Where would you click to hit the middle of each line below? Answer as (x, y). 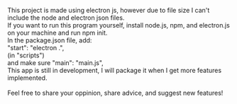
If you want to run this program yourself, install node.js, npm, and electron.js (119, 25)
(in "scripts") (26, 55)
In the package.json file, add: (50, 40)
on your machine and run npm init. (57, 33)
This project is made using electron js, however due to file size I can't (109, 10)
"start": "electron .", (36, 48)
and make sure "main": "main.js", (56, 63)
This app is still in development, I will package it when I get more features (115, 70)
